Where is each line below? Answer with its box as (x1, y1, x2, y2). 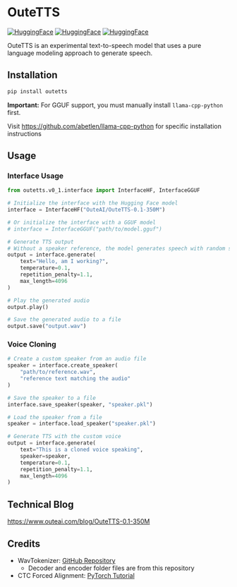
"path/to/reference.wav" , (20, 368, 97, 376)
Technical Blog (7, 498, 74, 510)
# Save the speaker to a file (7, 394, 97, 401)
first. (7, 108, 21, 116)
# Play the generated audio (7, 297, 90, 304)
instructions (7, 129, 42, 138)
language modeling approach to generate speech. (7, 49, 153, 57)
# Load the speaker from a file (7, 413, 102, 420)
